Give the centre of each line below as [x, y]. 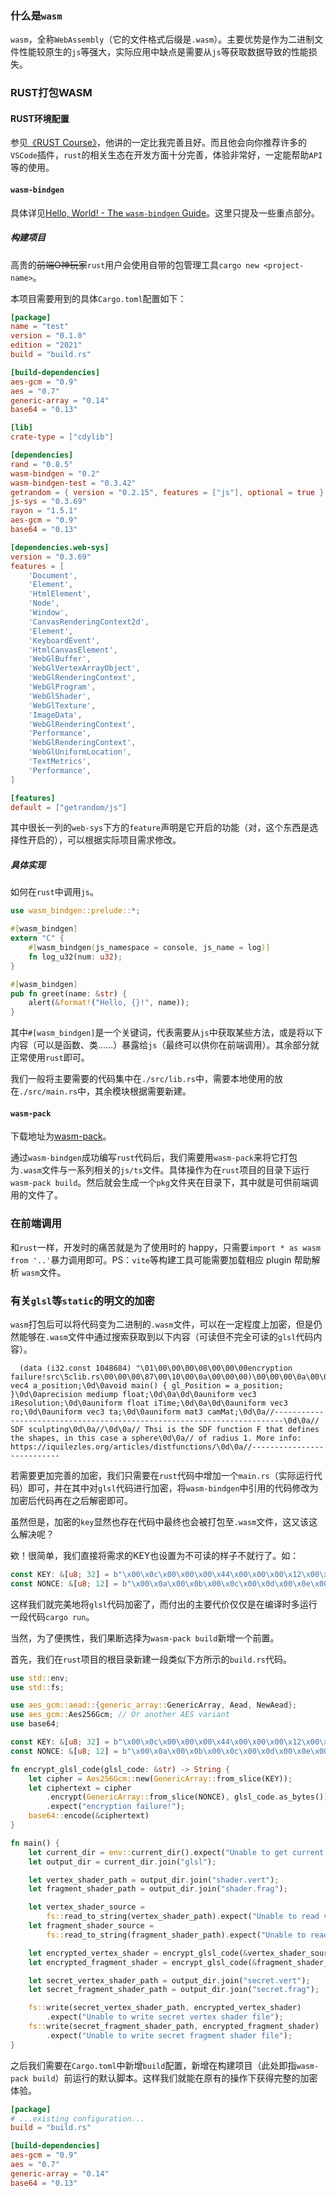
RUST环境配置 [40, 118]
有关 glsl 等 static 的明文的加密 [82, 1300]
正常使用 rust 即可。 [50, 1058]
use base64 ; [35, 1724]
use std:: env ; [40, 1678]
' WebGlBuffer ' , [60, 659]
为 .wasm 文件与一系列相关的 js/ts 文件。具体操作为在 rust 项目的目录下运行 [160, 1170]
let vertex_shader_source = [86, 1907]
